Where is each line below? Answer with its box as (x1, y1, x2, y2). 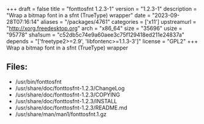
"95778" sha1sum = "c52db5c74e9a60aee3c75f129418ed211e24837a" (6, 31, 185, 38)
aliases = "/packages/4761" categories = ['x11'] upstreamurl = (40, 18, 197, 25)
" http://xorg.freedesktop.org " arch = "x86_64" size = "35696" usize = (6, 24, 183, 32)
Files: (6, 62, 28, 72)
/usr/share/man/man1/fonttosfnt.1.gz (15, 110, 107, 118)
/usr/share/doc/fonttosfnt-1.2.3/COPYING (15, 91, 121, 98)
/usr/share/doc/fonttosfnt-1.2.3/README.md (15, 104, 127, 111)
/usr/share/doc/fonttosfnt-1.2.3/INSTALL (15, 97, 118, 104)
